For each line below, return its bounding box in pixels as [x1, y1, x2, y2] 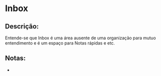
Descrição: [5, 22, 39, 30]
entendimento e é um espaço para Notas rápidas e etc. [5, 40, 115, 46]
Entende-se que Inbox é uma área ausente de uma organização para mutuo [5, 35, 156, 41]
